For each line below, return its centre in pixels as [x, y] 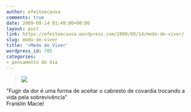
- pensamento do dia [32, 62]
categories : [21, 57]
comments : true [25, 17]
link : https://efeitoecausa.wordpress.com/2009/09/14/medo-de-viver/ [95, 34]
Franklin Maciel [25, 104]
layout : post [23, 29]
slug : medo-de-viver [32, 40]
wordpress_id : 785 [29, 51]
